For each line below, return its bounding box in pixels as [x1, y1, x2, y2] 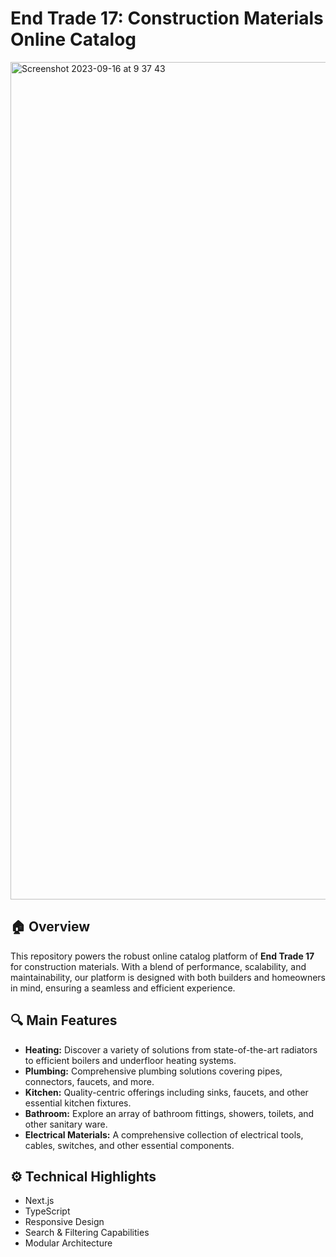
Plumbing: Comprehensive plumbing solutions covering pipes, [24, 1065, 283, 1077]
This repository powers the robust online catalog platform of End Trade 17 [10, 950, 315, 962]
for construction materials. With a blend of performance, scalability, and [10, 960, 307, 972]
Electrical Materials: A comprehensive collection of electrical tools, [24, 1128, 304, 1141]
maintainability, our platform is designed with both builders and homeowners [10, 971, 327, 983]
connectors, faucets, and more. [24, 1075, 155, 1087]
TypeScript [24, 1205, 71, 1217]
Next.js [24, 1195, 55, 1207]
